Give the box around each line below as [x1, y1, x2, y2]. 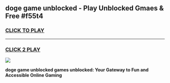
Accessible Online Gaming [5, 72, 62, 78]
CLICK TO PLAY [5, 27, 45, 34]
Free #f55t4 [5, 12, 44, 21]
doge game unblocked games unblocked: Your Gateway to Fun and [5, 66, 149, 72]
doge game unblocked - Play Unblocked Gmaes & [5, 4, 164, 13]
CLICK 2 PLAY [5, 46, 40, 53]
